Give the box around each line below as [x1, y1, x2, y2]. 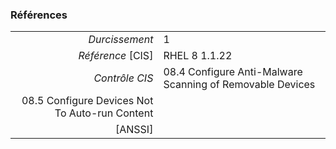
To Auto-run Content [54, 106, 154, 120]
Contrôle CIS [93, 71, 154, 85]
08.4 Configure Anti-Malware [163, 65, 303, 79]
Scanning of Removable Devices [163, 78, 316, 92]
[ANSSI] [114, 123, 154, 137]
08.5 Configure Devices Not [21, 94, 154, 108]
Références [10, 8, 68, 22]
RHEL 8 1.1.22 [163, 49, 233, 63]
